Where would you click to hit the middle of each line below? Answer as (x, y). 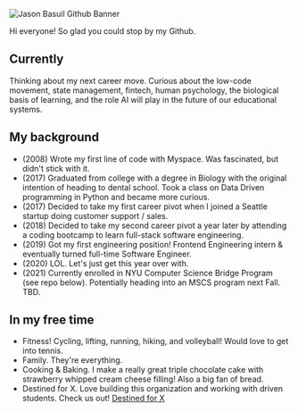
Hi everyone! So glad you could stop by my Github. (103, 31)
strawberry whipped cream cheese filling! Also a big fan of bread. (143, 379)
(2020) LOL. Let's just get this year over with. (105, 263)
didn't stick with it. (56, 168)
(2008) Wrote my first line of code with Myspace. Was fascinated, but (150, 159)
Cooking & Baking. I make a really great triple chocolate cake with (143, 370)
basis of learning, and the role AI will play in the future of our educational (143, 99)
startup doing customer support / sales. (95, 215)
